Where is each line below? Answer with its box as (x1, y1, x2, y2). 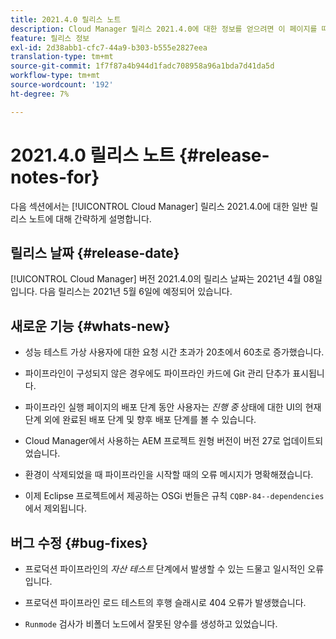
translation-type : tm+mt (10, 52, 114, 62)
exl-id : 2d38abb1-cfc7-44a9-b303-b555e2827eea (10, 42, 208, 53)
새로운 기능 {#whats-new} (10, 317, 171, 335)
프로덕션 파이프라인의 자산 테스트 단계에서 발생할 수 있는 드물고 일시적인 (24, 563, 306, 575)
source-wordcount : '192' (10, 80, 114, 90)
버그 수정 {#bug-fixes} (10, 534, 149, 551)
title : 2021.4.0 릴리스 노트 (10, 14, 122, 25)
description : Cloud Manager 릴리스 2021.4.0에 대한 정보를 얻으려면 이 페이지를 (10, 24, 318, 34)
